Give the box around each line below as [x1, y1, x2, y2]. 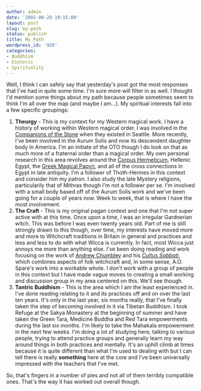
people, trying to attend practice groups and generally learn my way [14, 335, 184, 342]
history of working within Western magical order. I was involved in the [14, 124, 187, 132]
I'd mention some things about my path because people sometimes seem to [6, 94, 194, 101]
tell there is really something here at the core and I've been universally [14, 354, 190, 361]
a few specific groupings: [6, 106, 69, 114]
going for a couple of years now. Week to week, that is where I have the [14, 194, 192, 201]
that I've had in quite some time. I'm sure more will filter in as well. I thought [6, 88, 193, 95]
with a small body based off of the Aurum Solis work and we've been [14, 188, 185, 195]
